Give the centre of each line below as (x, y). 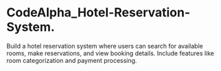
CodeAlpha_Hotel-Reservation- (98, 13)
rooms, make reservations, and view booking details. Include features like (110, 53)
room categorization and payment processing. (72, 60)
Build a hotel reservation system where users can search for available (105, 46)
